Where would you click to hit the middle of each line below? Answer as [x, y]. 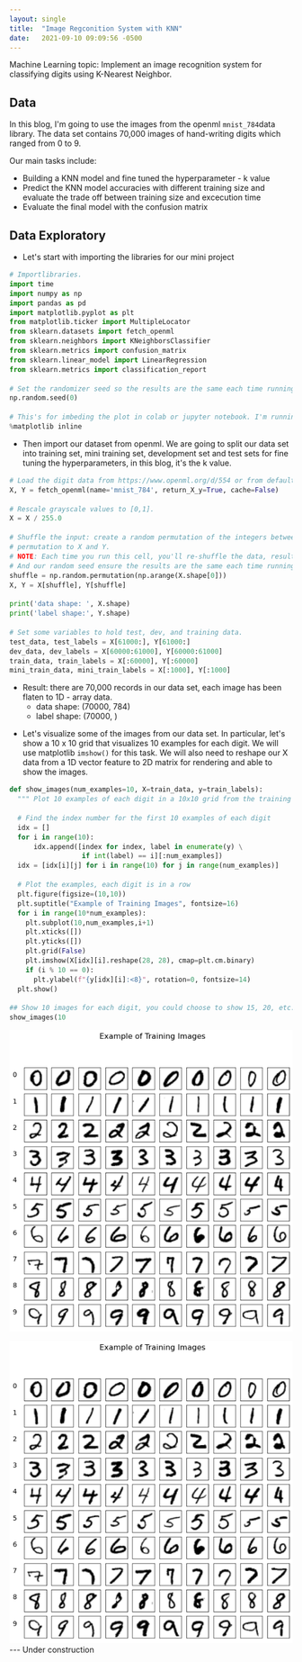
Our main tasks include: [53, 161]
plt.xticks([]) [54, 932]
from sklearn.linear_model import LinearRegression [108, 360]
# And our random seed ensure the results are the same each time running [152, 566]
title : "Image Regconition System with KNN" [96, 28]
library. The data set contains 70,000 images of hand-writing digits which [145, 134]
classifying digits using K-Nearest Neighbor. [91, 74]
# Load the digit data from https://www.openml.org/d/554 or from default [152, 480]
